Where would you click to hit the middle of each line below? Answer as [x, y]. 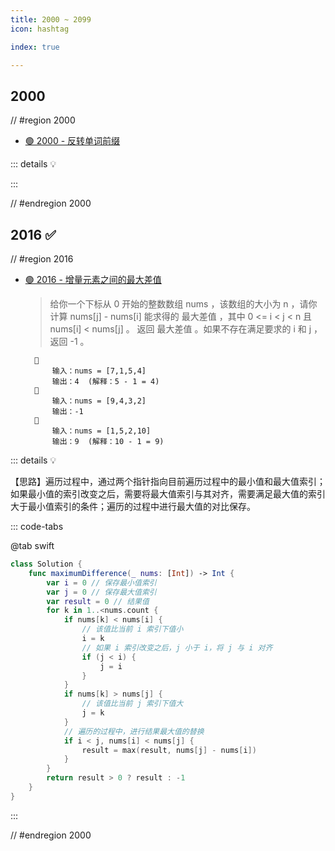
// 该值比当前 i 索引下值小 [132, 629]
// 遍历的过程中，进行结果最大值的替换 [134, 731]
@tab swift [32, 545]
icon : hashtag [40, 29]
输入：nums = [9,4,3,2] [99, 401]
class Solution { [46, 564]
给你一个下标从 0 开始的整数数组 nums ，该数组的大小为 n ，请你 [183, 304]
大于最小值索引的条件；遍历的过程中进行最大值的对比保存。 [133, 506]
